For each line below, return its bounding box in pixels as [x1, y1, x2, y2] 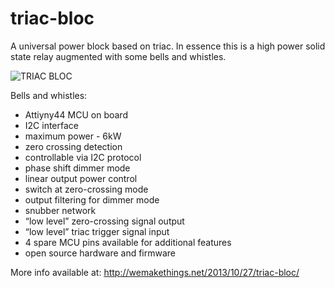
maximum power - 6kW [24, 130, 122, 142]
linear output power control [24, 172, 138, 184]
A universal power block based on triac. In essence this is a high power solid [10, 40, 326, 52]
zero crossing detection [24, 140, 123, 152]
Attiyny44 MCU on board [24, 108, 128, 121]
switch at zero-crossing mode [24, 183, 149, 195]
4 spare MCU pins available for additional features [24, 236, 232, 248]
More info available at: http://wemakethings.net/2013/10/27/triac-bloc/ [10, 266, 300, 278]
